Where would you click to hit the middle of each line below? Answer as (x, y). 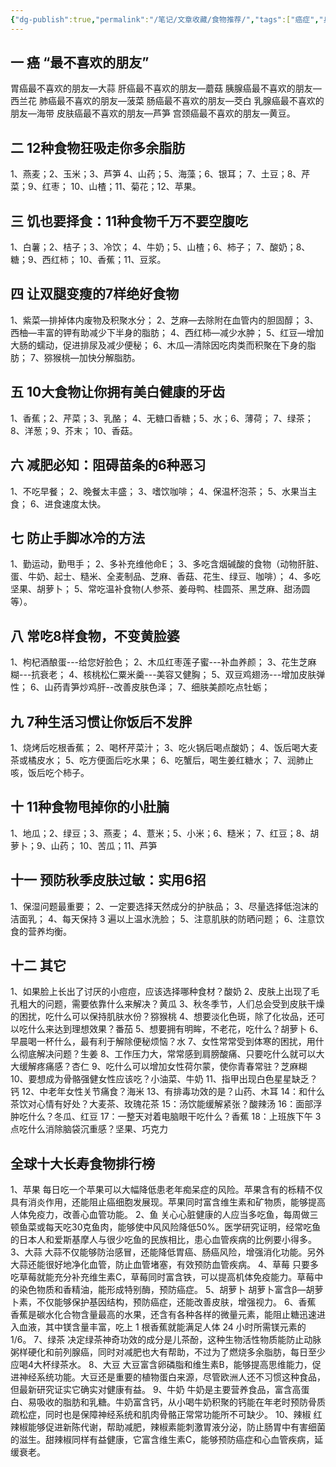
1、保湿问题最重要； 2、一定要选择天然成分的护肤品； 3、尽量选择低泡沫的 (164, 906)
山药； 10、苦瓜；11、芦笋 (104, 845)
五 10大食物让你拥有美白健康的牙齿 (118, 392)
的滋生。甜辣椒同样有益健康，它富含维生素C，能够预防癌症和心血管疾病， (162, 1440)
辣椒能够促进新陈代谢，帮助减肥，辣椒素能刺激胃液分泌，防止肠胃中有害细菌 (168, 1427)
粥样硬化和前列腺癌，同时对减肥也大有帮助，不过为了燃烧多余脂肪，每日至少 (168, 1352)
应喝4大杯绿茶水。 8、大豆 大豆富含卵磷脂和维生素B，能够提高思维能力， (161, 1365)
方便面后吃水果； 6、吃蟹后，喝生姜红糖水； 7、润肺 (196, 760)
